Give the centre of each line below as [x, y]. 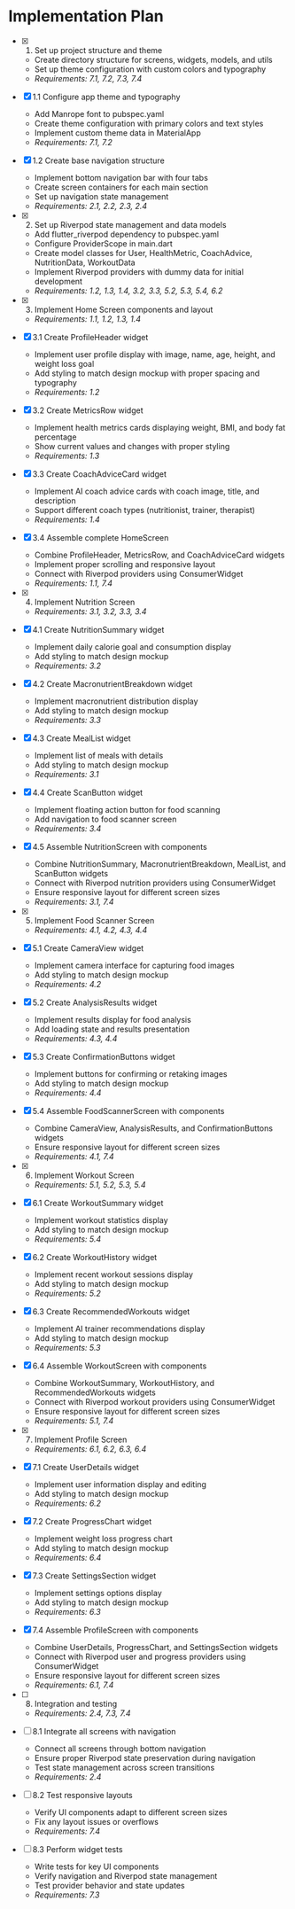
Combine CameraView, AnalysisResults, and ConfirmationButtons [154, 1128]
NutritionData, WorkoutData [85, 262]
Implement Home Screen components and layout [124, 309]
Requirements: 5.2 [67, 1293]
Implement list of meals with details [99, 755]
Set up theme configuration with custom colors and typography [150, 69]
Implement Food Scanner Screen [94, 920]
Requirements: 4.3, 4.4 [76, 1038]
